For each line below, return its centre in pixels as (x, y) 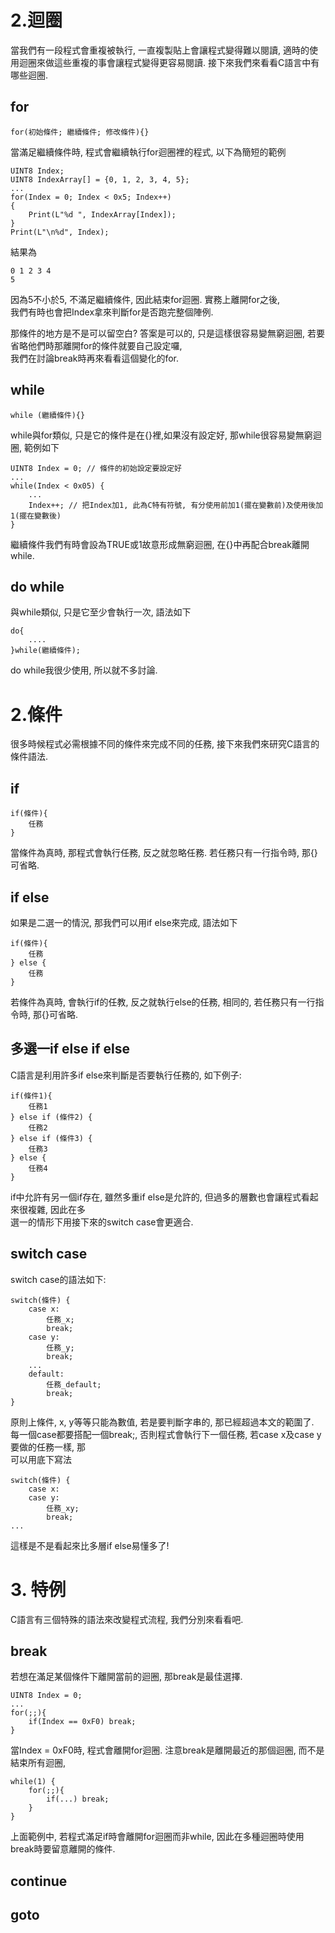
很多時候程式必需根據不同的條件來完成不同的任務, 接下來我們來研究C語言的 (165, 744)
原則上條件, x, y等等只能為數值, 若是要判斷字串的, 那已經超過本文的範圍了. (162, 1422)
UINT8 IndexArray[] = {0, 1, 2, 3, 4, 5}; (100, 179)
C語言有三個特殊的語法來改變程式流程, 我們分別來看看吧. (127, 1619)
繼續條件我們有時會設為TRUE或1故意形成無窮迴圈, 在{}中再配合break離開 (160, 544)
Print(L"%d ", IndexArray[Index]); (102, 214)
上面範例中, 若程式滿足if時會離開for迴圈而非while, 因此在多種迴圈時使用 (157, 1837)
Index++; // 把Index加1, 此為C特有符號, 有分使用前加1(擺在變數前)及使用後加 (176, 505)
